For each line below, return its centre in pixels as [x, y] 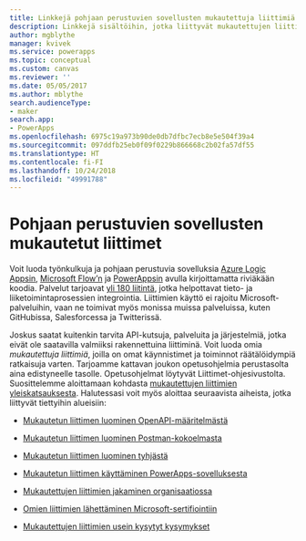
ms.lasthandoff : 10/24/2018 [63, 171]
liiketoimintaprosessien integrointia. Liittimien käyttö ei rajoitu [124, 298]
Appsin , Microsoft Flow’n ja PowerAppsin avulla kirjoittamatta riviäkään [142, 278]
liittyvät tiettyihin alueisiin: [58, 403]
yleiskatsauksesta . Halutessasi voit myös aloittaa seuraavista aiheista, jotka [150, 393]
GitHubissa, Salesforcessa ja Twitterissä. [86, 317]
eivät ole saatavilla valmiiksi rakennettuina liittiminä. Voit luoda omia [136, 345]
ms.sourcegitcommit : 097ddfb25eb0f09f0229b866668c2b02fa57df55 [132, 145]
